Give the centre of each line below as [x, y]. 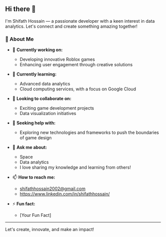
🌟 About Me [20, 39]
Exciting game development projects [57, 108]
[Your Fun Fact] [35, 215]
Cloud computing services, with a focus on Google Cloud [78, 89]
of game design [36, 138]
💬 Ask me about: [29, 147]
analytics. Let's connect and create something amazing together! [71, 26]
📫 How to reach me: [34, 177]
